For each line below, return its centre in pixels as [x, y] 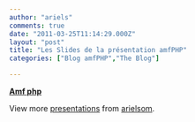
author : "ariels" [41, 17]
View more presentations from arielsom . [82, 108]
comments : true [37, 26]
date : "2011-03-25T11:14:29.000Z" [73, 34]
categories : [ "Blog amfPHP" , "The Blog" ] [85, 58]
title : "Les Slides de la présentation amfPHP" [98, 50]
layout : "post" [37, 42]
